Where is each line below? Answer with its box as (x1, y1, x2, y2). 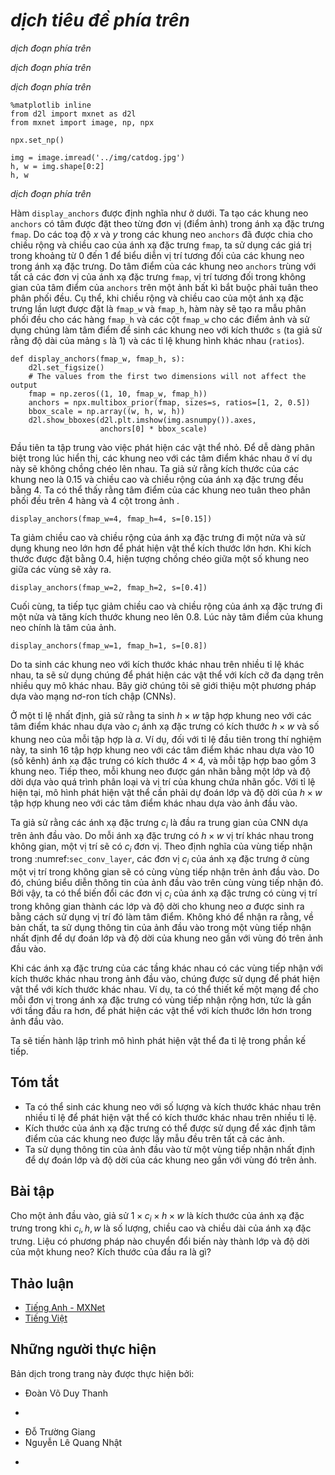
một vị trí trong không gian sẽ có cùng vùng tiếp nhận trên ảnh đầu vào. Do (10, 866, 320, 878)
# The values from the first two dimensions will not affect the (28, 371, 307, 381)
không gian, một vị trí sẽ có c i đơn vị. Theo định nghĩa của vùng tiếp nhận (10, 840, 313, 854)
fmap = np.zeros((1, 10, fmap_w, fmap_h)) (28, 389, 208, 399)
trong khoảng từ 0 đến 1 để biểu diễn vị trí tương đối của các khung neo (10, 249, 305, 261)
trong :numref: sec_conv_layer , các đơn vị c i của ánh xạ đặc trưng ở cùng (10, 853, 310, 868)
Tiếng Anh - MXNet (24, 1301, 106, 1313)
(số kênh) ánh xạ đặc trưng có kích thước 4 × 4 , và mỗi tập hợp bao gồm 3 (10, 754, 317, 766)
